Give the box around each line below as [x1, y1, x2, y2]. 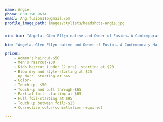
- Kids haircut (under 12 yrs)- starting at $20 [14, 64, 114, 69]
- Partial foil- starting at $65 [14, 91, 81, 96]
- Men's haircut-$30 [14, 60, 55, 65]
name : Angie [5, 7, 29, 12]
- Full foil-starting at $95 [14, 96, 73, 101]
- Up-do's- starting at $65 [14, 74, 70, 78]
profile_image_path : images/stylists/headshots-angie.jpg [5, 20, 125, 26]
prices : [5, 51, 21, 56]
